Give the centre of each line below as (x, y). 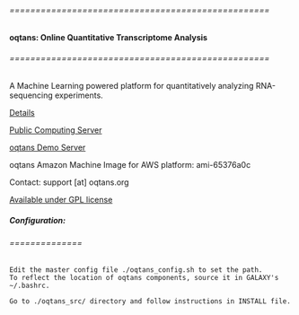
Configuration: (38, 220)
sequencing (31, 95)
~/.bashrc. (30, 285)
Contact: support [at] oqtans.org (69, 182)
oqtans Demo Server (48, 148)
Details (22, 113)
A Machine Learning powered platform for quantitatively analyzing (132, 86)
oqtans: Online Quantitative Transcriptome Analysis (109, 38)
